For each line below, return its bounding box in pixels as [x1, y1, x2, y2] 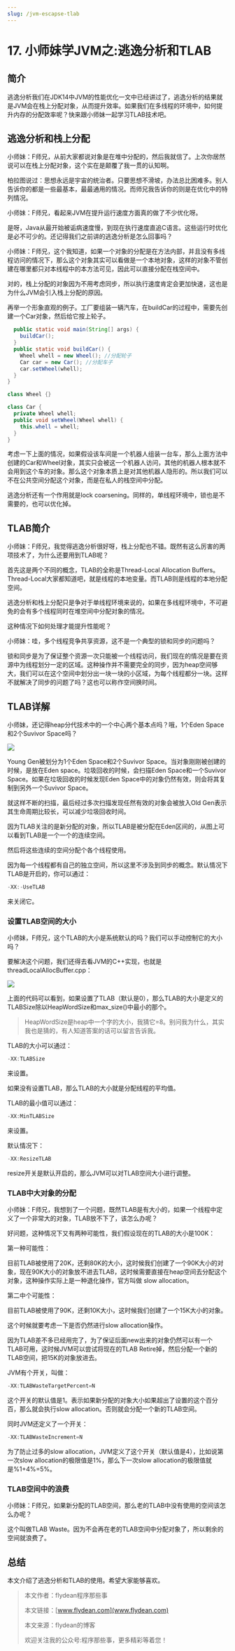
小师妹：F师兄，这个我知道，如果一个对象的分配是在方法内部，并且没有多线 [7, 247, 226, 256]
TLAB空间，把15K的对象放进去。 [7, 1354, 101, 1362]
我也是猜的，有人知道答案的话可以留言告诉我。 [24, 1027, 159, 1035]
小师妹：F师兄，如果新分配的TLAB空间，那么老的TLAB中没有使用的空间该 [7, 1502, 220, 1510]
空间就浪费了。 [7, 1534, 50, 1542]
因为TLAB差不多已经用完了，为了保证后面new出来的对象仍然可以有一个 [7, 1336, 213, 1345]
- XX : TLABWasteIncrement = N [7, 1434, 83, 1441]
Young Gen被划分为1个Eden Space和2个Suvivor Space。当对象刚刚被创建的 [7, 757, 226, 766]
